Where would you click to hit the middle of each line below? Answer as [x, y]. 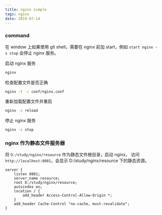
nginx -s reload [21, 111]
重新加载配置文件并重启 [29, 101]
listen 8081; [27, 174]
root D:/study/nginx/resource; [46, 183]
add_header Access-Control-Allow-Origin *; [67, 196]
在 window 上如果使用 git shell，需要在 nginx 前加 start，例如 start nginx [79, 47]
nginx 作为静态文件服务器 [35, 143]
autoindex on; [28, 187]
